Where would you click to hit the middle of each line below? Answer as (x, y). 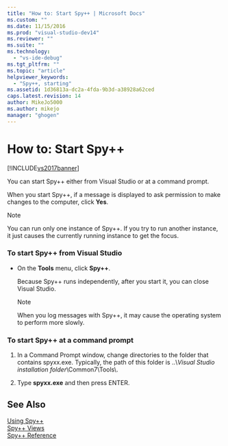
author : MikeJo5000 (35, 103)
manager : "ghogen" (33, 115)
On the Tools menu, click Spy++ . (64, 268)
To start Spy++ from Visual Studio (65, 253)
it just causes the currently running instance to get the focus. (93, 235)
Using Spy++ (26, 421)
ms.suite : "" (26, 45)
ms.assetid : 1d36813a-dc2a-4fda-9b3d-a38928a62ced (81, 90)
